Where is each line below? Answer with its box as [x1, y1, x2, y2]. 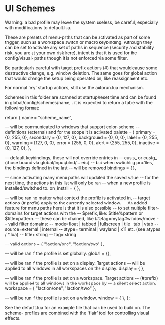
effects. [5, 315, 21, 321]
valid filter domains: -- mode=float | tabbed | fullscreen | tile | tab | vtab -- [8, 221, 159, 227]
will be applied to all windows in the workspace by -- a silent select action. [5, 280, 157, 286]
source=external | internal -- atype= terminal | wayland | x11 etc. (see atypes [5, 226, 161, 232]
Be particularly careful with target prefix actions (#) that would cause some [5, 65, 158, 71]
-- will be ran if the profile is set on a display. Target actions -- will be [5, 260, 145, 266]
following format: [5, 105, 40, 111]
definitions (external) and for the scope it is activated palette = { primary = [5, 129, 156, 135]
